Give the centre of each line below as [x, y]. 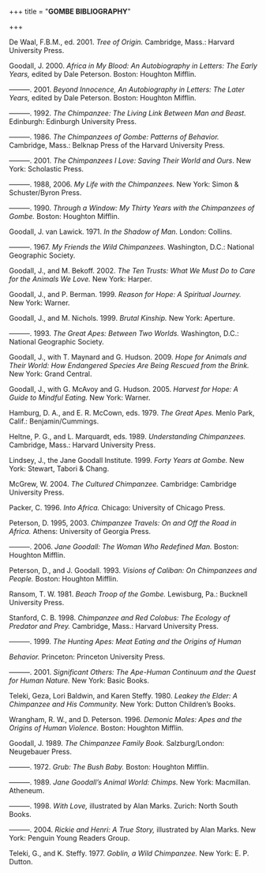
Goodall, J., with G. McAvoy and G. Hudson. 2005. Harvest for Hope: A [124, 389]
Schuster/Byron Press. [45, 192]
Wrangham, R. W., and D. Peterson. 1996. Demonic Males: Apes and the [126, 719]
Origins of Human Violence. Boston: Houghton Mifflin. [96, 728]
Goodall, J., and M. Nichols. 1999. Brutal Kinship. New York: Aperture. [122, 318]
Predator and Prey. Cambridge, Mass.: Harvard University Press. [114, 626]
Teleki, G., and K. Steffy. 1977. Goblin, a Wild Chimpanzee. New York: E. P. [129, 853]
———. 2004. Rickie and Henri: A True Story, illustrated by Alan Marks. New [132, 830]
